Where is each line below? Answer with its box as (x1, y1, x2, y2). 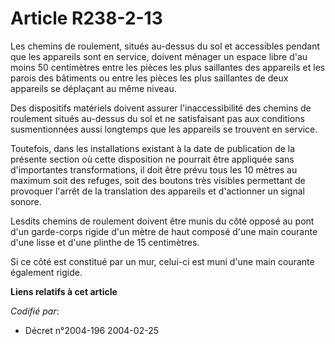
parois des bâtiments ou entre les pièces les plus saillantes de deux (10, 72, 289, 84)
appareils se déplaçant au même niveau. (10, 82, 177, 94)
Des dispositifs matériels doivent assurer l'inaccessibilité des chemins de (10, 102, 312, 114)
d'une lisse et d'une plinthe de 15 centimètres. (10, 236, 200, 248)
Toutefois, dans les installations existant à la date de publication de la (10, 142, 296, 154)
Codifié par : (10, 305, 60, 317)
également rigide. (10, 266, 83, 278)
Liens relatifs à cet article (10, 285, 118, 297)
